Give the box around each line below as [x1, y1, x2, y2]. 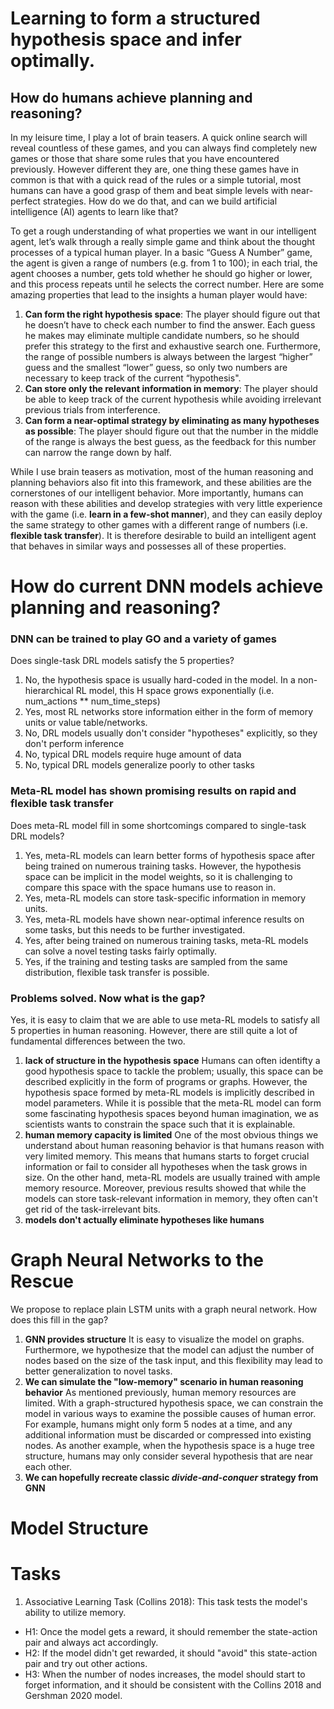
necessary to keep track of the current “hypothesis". [24, 372, 242, 384]
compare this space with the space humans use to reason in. [24, 881, 277, 893]
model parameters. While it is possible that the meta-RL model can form [24, 1097, 322, 1109]
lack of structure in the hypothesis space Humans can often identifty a [24, 1055, 321, 1067]
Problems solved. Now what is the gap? [10, 991, 206, 1005]
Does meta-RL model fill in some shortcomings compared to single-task [10, 819, 307, 831]
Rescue [10, 1270, 74, 1293]
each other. [24, 1461, 73, 1473]
